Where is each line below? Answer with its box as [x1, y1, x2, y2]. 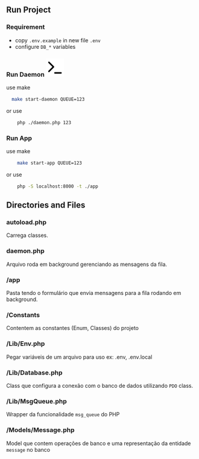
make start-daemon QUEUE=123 [11, 96, 85, 102]
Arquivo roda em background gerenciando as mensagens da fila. [6, 261, 168, 268]
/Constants [6, 311, 40, 319]
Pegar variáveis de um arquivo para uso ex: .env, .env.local [6, 353, 153, 361]
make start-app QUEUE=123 [17, 160, 83, 166]
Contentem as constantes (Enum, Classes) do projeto [6, 324, 139, 332]
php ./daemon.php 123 [17, 119, 71, 125]
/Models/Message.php [6, 426, 75, 434]
